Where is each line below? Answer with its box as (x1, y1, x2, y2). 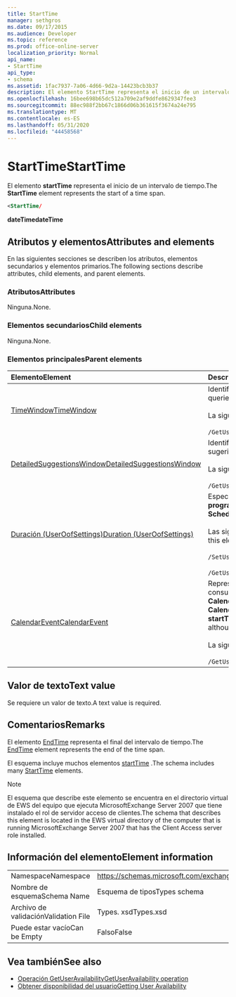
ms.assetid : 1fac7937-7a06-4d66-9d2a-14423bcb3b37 (7, 82, 159, 89)
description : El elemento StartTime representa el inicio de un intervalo (7, 89, 231, 96)
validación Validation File (11, 912, 91, 922)
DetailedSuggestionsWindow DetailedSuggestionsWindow (11, 459, 202, 469)
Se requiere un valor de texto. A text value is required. (7, 698, 162, 707)
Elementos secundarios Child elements (7, 321, 143, 331)
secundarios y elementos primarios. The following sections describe (7, 262, 204, 270)
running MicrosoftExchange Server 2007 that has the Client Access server (7, 823, 223, 832)
